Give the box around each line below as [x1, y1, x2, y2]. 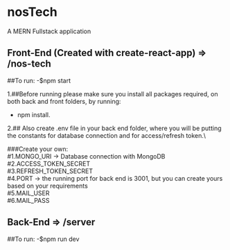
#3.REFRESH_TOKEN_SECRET [7, 167, 94, 175]
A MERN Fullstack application [7, 27, 91, 35]
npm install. [17, 110, 51, 118]
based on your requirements [7, 181, 88, 190]
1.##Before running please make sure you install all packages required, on [7, 89, 218, 98]
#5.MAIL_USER [7, 188, 50, 197]
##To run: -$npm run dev [7, 235, 80, 243]
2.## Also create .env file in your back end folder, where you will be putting [7, 124, 222, 132]
